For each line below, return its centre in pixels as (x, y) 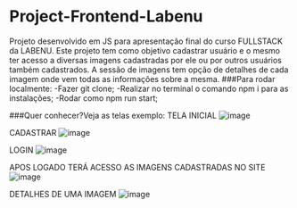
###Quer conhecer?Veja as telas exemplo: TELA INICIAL (113, 115)
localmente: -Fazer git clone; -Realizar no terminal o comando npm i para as (149, 88)
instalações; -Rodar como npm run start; (84, 98)
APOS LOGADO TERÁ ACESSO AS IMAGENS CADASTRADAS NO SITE (137, 167)
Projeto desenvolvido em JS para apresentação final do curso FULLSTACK (146, 41)
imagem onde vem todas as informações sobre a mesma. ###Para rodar (142, 79)
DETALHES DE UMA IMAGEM (63, 194)
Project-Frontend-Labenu (106, 17)
